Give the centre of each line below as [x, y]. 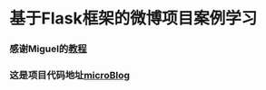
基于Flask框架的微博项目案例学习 [133, 18]
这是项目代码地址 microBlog [69, 76]
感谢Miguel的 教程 [49, 49]
